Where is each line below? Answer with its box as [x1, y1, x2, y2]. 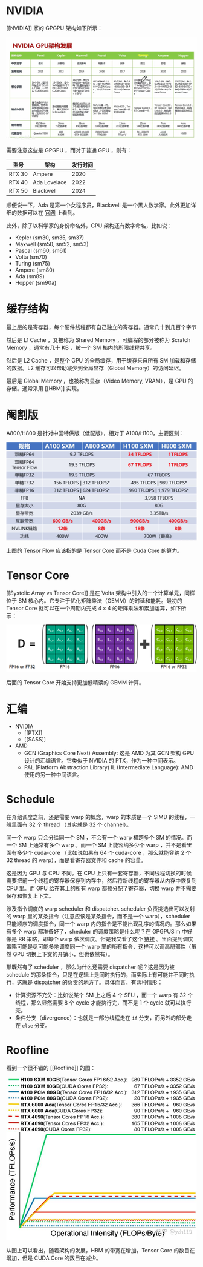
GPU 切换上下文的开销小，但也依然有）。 [13, 950, 114, 958]
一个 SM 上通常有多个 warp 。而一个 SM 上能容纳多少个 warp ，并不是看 [6, 841, 187, 849]
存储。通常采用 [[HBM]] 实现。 [6, 384, 83, 392]
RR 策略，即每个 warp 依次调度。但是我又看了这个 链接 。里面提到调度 [18, 935, 194, 943]
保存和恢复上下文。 [6, 892, 54, 899]
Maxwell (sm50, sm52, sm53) [14, 240, 89, 247]
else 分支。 [22, 1021, 51, 1029]
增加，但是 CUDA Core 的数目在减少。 [6, 1254, 101, 1262]
